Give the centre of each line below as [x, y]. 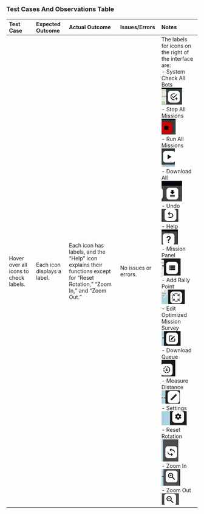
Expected [48, 24]
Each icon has [87, 245]
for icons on [176, 46]
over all [18, 265]
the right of [175, 52]
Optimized [174, 315]
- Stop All [174, 109]
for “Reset [81, 277]
